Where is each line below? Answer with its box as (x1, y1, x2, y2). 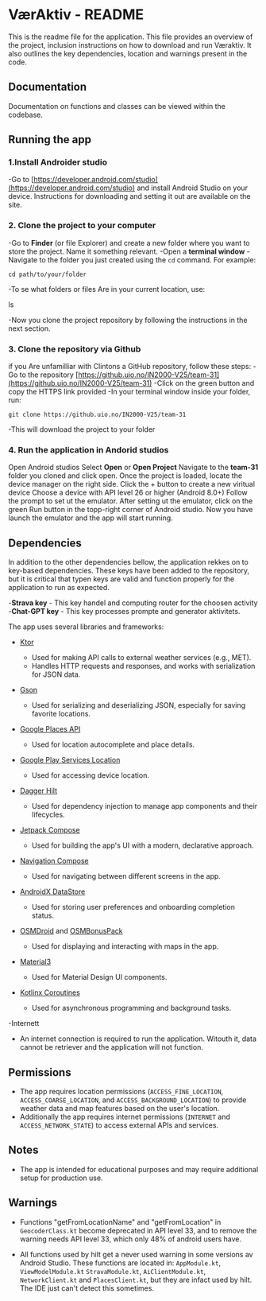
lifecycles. (31, 810, 65, 820)
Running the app (8, 133, 91, 146)
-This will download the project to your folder (8, 425, 156, 434)
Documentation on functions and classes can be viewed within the (8, 101, 226, 111)
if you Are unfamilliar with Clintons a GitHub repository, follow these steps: (8, 362, 252, 371)
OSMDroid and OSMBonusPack (19, 926, 123, 936)
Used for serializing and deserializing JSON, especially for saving (31, 701, 246, 710)
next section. (8, 324, 51, 333)
